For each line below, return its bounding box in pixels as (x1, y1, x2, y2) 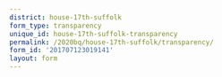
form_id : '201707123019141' (9, 46, 115, 55)
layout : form (9, 54, 58, 63)
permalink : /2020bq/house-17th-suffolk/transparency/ (9, 37, 215, 47)
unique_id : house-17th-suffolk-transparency (9, 29, 178, 38)
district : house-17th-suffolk (9, 12, 123, 22)
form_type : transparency (9, 21, 102, 30)
